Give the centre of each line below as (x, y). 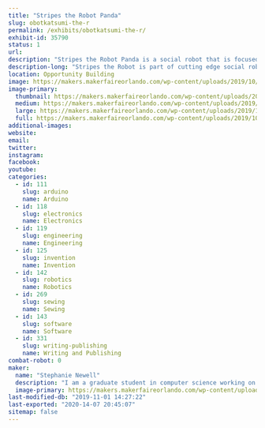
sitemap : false (33, 412)
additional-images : (40, 126)
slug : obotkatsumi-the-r (49, 23)
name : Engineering (52, 243)
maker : (19, 368)
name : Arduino (45, 199)
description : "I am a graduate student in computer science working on (136, 383)
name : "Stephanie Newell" (58, 375)
